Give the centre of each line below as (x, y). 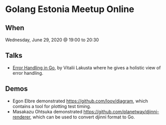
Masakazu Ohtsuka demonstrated (47, 111)
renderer (21, 117)
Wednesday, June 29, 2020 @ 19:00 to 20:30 (52, 40)
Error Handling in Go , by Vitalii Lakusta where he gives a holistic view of (87, 68)
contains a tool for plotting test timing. (52, 106)
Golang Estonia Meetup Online (70, 9)
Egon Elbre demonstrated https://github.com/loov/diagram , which (80, 101)
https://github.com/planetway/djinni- (121, 111)
